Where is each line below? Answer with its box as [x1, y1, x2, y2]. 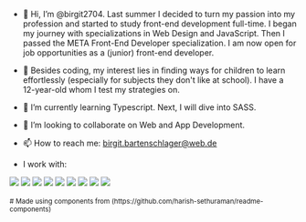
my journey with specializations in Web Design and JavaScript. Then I [22, 28, 286, 38]
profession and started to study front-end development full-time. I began [22, 18, 297, 29]
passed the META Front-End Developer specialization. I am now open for [22, 37, 297, 48]
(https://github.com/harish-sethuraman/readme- [111, 197, 264, 206]
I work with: [22, 159, 67, 169]
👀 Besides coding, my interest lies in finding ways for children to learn [22, 65, 286, 76]
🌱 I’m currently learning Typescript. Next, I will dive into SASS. [22, 102, 257, 113]
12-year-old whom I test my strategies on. [22, 85, 180, 95]
